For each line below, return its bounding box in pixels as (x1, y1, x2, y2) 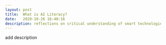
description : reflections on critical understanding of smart (5, 21, 136, 26)
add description (5, 35, 38, 41)
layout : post (5, 7, 32, 12)
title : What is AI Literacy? (5, 12, 68, 17)
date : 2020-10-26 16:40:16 (5, 16, 65, 21)
